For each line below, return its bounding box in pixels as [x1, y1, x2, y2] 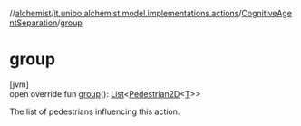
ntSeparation [9, 17, 58, 28]
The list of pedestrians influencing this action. [9, 106, 180, 117]
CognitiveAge [241, 8, 293, 18]
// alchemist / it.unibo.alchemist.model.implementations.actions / [9, 8, 242, 18]
